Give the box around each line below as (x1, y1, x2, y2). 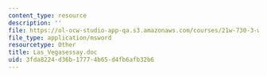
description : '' (8, 19, 62, 27)
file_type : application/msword (8, 33, 112, 42)
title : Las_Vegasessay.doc (8, 48, 98, 56)
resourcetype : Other (8, 41, 77, 49)
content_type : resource (8, 11, 87, 20)
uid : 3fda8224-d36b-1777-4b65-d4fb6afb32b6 (8, 56, 155, 64)
